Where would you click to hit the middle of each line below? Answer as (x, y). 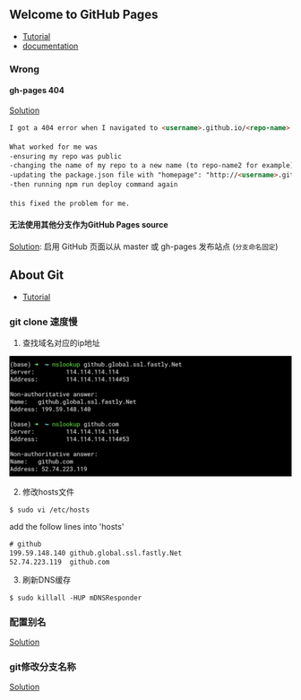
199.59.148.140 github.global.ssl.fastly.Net (95, 553)
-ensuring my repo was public (66, 156)
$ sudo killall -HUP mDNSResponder (76, 598)
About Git (37, 276)
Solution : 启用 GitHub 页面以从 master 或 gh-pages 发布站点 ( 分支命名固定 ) (144, 246)
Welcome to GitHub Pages (84, 15)
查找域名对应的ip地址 (61, 343)
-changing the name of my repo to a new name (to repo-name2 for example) (152, 166)
